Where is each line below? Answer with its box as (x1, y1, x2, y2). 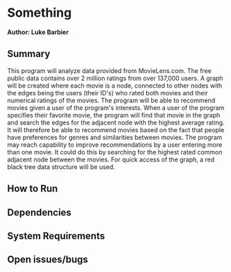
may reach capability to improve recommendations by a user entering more (7, 141, 223, 149)
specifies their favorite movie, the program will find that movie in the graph (7, 111, 221, 119)
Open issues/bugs (7, 254, 89, 266)
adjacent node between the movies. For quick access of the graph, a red (7, 155, 215, 163)
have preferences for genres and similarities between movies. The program (7, 133, 223, 141)
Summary (7, 48, 51, 60)
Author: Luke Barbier (7, 28, 69, 36)
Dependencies (7, 207, 71, 218)
